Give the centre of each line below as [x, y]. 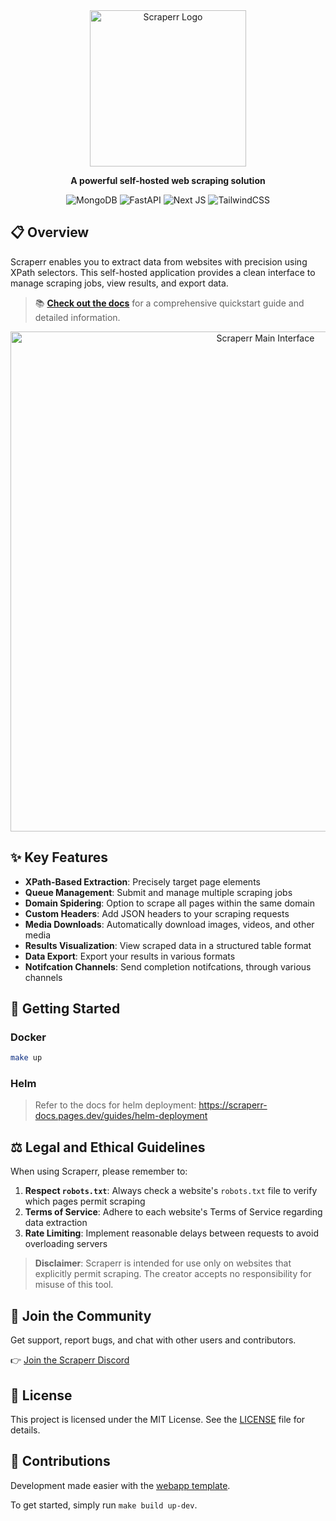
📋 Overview [50, 232]
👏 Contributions [60, 1461]
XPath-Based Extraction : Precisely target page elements [142, 881]
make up [26, 1058]
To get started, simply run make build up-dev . [104, 1505]
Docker [28, 1037]
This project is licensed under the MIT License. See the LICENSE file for [158, 1419]
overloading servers [66, 1244]
